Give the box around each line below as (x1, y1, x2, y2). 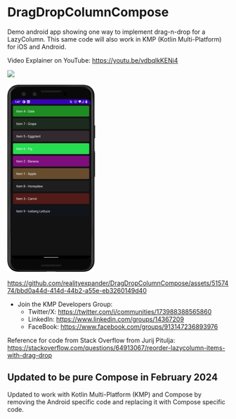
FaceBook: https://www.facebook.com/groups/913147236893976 (27, 322, 218, 331)
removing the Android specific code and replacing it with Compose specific (7, 397, 226, 406)
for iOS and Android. (7, 42, 67, 51)
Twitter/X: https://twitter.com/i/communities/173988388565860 (27, 307, 212, 315)
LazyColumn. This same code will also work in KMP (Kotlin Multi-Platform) (7, 35, 222, 43)
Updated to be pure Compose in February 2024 (7, 371, 218, 384)
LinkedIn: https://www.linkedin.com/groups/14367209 (27, 315, 185, 323)
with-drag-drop (7, 351, 53, 359)
